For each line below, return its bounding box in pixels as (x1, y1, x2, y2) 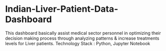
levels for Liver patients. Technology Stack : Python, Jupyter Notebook (5, 40, 151, 46)
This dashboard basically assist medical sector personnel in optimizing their (5, 30, 161, 36)
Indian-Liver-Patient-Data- (5, 3, 119, 15)
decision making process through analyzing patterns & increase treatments (5, 35, 160, 41)
